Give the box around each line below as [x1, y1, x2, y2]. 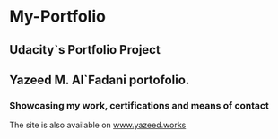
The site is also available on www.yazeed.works [9, 119, 187, 131]
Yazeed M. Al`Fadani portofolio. [9, 72, 190, 87]
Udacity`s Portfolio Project [9, 42, 161, 57]
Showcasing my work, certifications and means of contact [9, 99, 269, 111]
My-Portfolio [9, 6, 106, 27]
